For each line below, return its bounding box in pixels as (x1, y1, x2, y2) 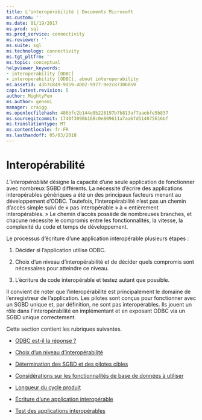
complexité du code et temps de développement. (6, 223, 128, 230)
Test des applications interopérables (14, 407, 106, 414)
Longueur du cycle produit (14, 384, 81, 391)
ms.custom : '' (6, 14, 42, 21)
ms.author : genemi (6, 98, 52, 104)
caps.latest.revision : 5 (6, 87, 69, 94)
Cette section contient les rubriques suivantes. (6, 325, 122, 332)
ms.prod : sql (6, 25, 39, 32)
